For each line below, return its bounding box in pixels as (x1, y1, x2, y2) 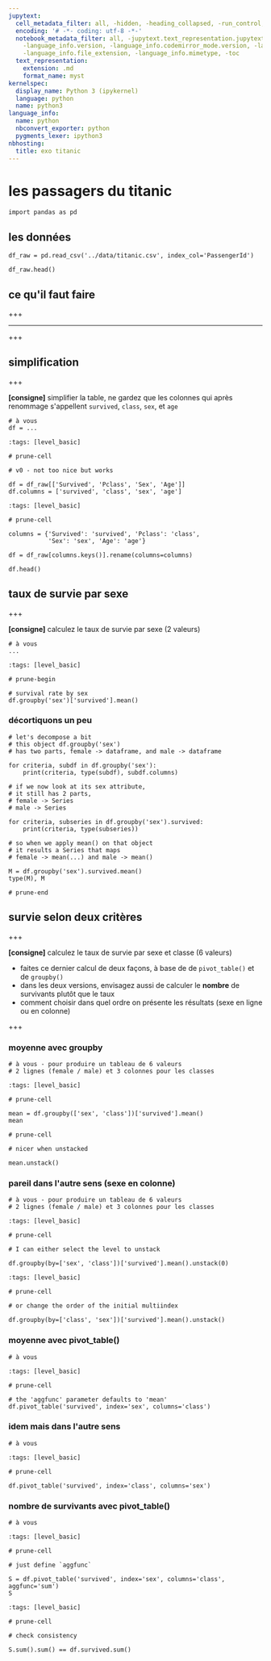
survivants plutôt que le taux (19, 989, 115, 998)
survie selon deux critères (8, 910, 143, 924)
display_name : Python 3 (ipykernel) (15, 86, 139, 95)
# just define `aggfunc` (8, 1561, 92, 1570)
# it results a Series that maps (8, 846, 121, 854)
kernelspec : (8, 79, 48, 87)
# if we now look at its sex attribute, (8, 782, 147, 791)
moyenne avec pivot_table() (8, 1335, 120, 1346)
